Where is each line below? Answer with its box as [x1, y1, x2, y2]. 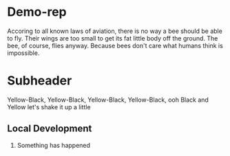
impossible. [7, 49, 40, 57]
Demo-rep [7, 4, 67, 20]
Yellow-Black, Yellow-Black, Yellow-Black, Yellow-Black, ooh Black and [7, 96, 209, 104]
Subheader [7, 73, 72, 89]
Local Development [7, 123, 92, 135]
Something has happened [17, 141, 91, 149]
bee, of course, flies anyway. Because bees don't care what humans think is [7, 41, 224, 49]
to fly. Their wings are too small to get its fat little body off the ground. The [7, 34, 218, 42]
